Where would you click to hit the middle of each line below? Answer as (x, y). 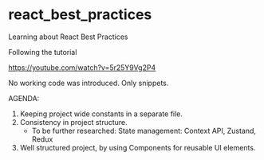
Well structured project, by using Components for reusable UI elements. (138, 147)
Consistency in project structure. (73, 122)
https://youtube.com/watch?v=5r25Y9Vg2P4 (82, 67)
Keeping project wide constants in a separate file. (101, 114)
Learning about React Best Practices (68, 37)
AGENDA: (24, 98)
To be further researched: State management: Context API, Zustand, (144, 131)
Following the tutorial (43, 52)
